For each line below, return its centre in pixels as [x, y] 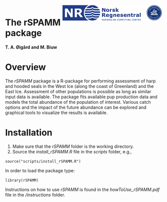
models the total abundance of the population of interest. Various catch [78, 102]
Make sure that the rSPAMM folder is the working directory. [73, 146]
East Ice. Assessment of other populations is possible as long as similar [78, 91]
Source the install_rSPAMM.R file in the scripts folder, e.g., [72, 151]
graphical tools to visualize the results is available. [56, 112]
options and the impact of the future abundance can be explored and [76, 107]
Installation [29, 132]
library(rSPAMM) [22, 180]
